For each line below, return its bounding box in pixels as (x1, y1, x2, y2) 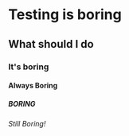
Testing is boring (8, 6, 122, 24)
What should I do (8, 37, 94, 51)
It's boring (8, 61, 49, 72)
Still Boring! (8, 119, 46, 129)
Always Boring (8, 81, 58, 91)
